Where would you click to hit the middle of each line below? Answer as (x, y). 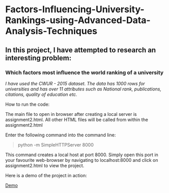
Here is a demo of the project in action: (46, 175)
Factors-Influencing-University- (75, 9)
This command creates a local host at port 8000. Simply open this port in (82, 155)
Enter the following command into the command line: (61, 135)
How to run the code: (27, 104)
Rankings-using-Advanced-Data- (78, 20)
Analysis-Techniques (51, 31)
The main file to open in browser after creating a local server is (71, 114)
